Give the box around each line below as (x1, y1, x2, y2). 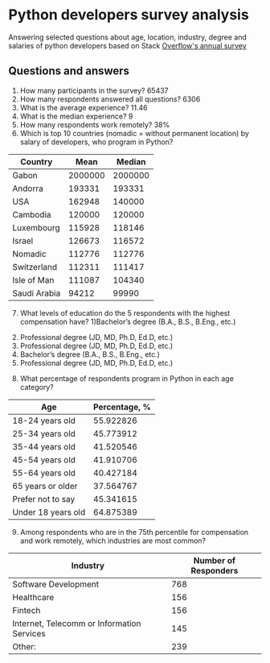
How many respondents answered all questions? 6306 (19, 94, 201, 104)
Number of (193, 554, 235, 566)
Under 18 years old (12, 506, 86, 517)
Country (19, 155, 53, 167)
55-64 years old (12, 467, 76, 479)
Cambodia (12, 209, 51, 220)
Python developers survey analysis (8, 6, 249, 24)
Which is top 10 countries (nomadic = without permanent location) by (19, 128, 249, 138)
